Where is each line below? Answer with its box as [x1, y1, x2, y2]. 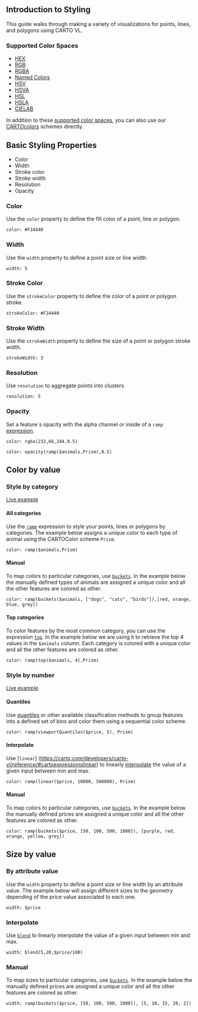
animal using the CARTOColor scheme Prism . [6, 535, 116, 542]
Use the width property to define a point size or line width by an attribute [6, 881, 183, 888]
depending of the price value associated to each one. [6, 893, 137, 900]
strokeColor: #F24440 [6, 310, 60, 316]
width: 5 [6, 266, 28, 271]
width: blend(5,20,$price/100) [6, 949, 83, 955]
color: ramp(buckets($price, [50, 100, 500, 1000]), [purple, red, [6, 828, 176, 834]
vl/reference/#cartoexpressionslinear [6, 761, 97, 768]
